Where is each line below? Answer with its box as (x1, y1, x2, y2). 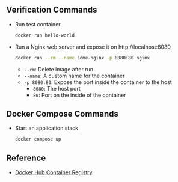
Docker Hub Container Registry (14, 169, 93, 176)
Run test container (14, 20, 61, 28)
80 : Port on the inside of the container (32, 91, 126, 99)
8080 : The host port (32, 85, 81, 92)
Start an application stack (14, 124, 79, 132)
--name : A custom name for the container (23, 72, 125, 79)
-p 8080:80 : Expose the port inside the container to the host (23, 78, 173, 86)
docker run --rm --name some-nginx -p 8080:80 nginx (14, 55, 150, 61)
